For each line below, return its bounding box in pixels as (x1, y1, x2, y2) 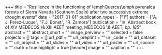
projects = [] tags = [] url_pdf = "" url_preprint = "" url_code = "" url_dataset (5, 34, 156, 40)
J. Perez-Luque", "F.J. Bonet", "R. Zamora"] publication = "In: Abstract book (5, 19, 156, 25)
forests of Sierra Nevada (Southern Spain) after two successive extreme (5, 9, 149, 15)
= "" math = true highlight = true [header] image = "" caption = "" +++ (5, 45, 145, 50)
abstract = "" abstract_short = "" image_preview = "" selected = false (5, 30, 143, 35)
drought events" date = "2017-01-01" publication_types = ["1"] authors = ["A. (5, 14, 158, 20)
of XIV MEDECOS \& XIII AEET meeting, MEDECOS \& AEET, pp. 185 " (5, 24, 142, 30)
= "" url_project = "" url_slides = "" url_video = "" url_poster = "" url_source (5, 40, 154, 45)
